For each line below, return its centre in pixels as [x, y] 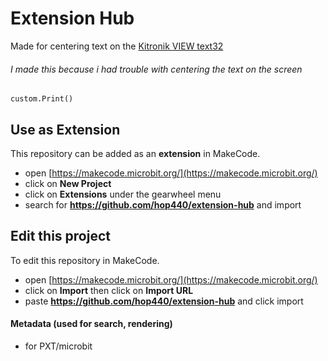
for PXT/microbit [58, 346]
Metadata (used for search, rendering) [91, 324]
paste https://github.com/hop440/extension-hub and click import [164, 301]
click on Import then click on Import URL [109, 290]
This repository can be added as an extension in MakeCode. [135, 153]
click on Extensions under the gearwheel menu [123, 194]
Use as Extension [65, 129]
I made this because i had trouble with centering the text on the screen [156, 69]
